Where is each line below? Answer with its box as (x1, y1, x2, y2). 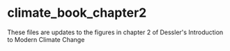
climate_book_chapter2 (7, 5, 147, 21)
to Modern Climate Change (7, 35, 85, 43)
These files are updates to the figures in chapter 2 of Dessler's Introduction (7, 28, 224, 36)
